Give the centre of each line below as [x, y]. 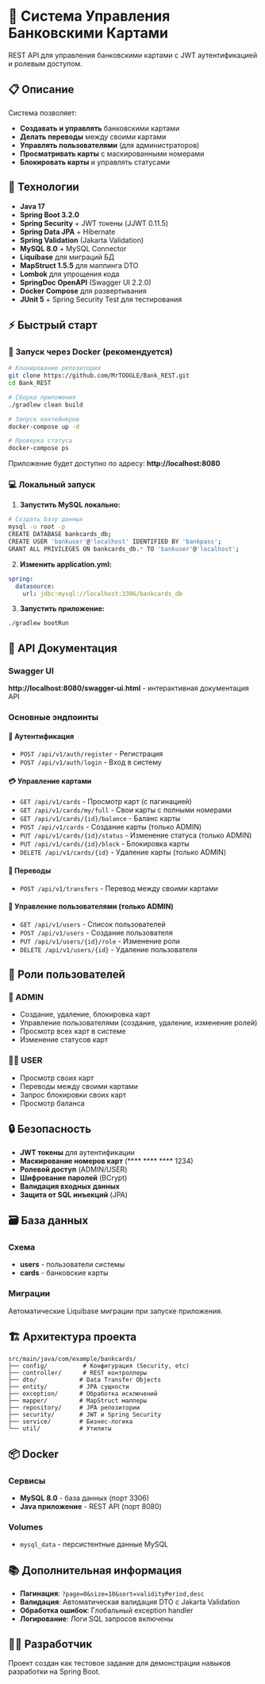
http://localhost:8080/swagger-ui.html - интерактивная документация [129, 688]
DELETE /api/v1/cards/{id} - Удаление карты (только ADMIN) [123, 852]
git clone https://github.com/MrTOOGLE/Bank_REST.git [99, 376]
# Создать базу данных [46, 519]
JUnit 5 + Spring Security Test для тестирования [101, 299]
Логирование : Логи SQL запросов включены [96, 1619]
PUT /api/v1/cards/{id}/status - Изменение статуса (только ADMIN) [136, 835]
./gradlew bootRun [38, 624]
